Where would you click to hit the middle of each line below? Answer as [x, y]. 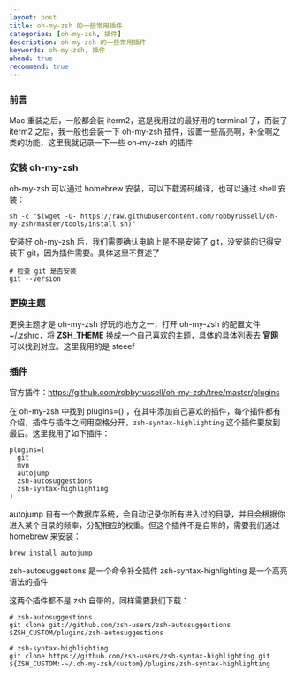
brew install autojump [51, 553]
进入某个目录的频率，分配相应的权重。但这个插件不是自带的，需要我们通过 [144, 525]
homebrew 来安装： [46, 536]
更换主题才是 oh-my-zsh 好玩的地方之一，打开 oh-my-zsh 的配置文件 [135, 323]
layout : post [33, 17]
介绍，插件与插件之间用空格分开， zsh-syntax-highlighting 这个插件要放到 [145, 423]
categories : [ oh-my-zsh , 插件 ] [65, 34]
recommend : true [39, 67]
